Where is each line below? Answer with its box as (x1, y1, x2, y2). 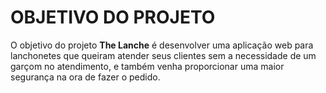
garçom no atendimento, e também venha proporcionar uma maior (10, 60, 285, 72)
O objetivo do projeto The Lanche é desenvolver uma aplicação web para (10, 39, 314, 51)
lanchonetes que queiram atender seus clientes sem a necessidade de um (10, 49, 317, 61)
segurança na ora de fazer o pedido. (10, 71, 161, 83)
